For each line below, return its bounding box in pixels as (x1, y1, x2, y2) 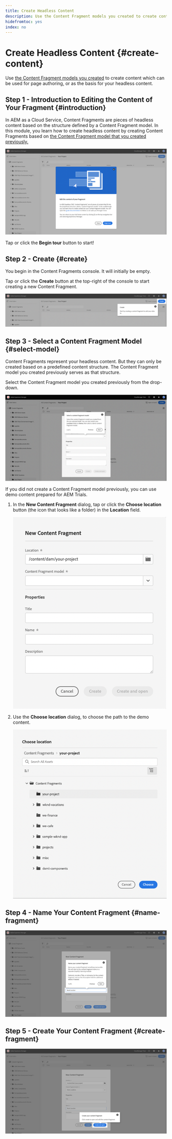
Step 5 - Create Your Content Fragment (5, 1027, 133, 1036)
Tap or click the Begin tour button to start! (5, 240, 94, 246)
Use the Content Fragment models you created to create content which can (5, 75, 165, 81)
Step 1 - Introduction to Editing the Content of (5, 95, 153, 104)
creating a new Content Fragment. (5, 284, 78, 290)
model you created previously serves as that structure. (5, 369, 121, 376)
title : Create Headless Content (5, 8, 74, 13)
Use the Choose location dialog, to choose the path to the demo (12, 714, 149, 720)
